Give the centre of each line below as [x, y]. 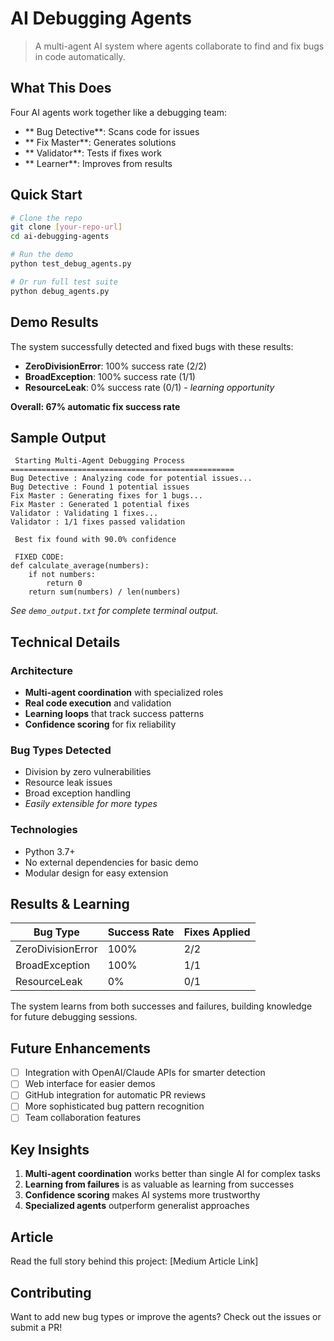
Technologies [44, 830]
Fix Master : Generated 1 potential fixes [100, 505]
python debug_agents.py [60, 291]
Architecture [42, 670]
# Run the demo [42, 255]
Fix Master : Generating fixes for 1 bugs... [106, 496]
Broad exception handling [78, 793]
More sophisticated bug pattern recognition [114, 1106]
